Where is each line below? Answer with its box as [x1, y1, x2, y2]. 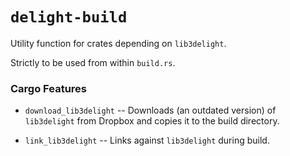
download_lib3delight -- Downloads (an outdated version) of [24, 104, 277, 117]
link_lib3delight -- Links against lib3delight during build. [24, 134, 270, 147]
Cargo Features [10, 81, 87, 95]
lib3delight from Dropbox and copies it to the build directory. [24, 115, 280, 127]
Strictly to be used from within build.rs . [10, 56, 176, 68]
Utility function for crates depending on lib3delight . [10, 37, 227, 49]
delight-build [10, 8, 128, 27]
